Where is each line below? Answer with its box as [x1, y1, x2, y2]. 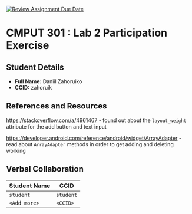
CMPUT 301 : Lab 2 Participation [6, 27, 168, 39]
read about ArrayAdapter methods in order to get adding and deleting [6, 140, 174, 147]
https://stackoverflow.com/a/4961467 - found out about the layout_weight [6, 117, 187, 124]
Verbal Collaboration [6, 164, 84, 174]
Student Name [9, 182, 51, 190]
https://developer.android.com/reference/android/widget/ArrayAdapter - [6, 134, 181, 141]
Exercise [6, 39, 49, 52]
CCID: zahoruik [14, 84, 52, 91]
